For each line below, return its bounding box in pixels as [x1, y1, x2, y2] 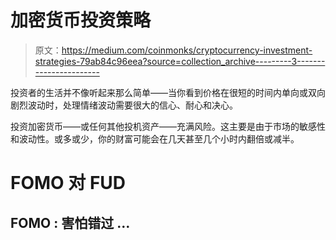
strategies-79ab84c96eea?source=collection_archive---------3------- [34, 55, 326, 67]
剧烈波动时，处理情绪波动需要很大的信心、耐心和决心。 [10, 99, 238, 111]
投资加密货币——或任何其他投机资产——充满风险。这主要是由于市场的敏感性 [10, 120, 326, 132]
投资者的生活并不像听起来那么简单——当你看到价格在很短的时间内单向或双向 [10, 86, 326, 98]
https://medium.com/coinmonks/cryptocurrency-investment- [61, 44, 313, 56]
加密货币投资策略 [10, 9, 152, 32]
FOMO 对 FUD [10, 172, 127, 195]
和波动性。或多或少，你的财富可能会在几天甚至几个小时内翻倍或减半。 [10, 132, 300, 145]
